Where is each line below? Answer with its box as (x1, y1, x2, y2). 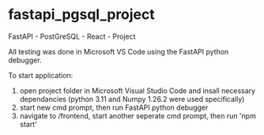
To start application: (8, 70, 74, 80)
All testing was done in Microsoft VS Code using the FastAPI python (8, 47, 229, 56)
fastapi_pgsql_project (8, 6, 156, 24)
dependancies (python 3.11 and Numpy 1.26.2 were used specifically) (19, 94, 245, 103)
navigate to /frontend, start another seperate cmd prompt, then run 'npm (19, 111, 257, 120)
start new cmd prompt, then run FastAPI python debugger (19, 103, 209, 112)
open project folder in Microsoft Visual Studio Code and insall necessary (19, 85, 255, 96)
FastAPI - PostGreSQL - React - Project (8, 32, 136, 41)
